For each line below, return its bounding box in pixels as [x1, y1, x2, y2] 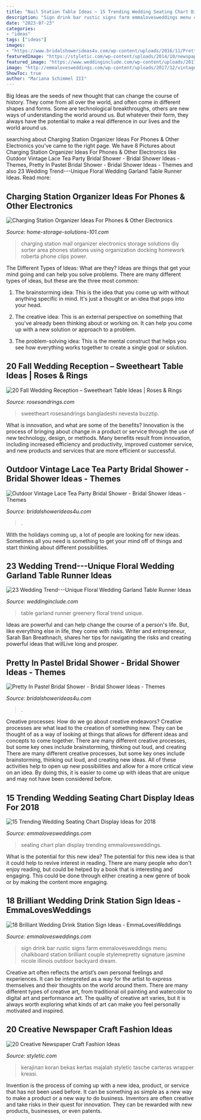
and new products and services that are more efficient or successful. [6, 447, 176, 454]
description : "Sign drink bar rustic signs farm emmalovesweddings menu [6, 14, 191, 20]
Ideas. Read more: [6, 174, 51, 181]
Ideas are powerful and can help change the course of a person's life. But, [6, 621, 190, 628]
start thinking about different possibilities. [6, 544, 109, 551]
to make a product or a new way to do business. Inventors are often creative [6, 1094, 194, 1101]
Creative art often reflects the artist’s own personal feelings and [6, 969, 163, 976]
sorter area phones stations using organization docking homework [20, 246, 185, 253]
